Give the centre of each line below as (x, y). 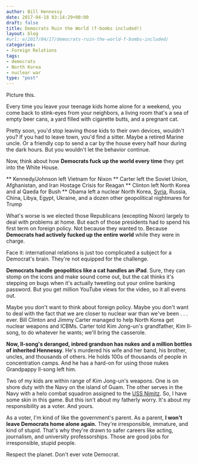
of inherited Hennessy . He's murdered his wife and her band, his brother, (97, 350)
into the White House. (33, 168)
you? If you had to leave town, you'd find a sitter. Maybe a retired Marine (95, 137)
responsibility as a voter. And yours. (50, 406)
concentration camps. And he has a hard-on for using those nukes (87, 363)
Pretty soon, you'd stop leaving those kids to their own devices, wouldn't (95, 131)
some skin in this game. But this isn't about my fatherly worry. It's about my (98, 400)
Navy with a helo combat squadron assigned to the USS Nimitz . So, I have (97, 394)
